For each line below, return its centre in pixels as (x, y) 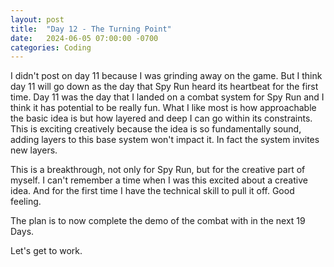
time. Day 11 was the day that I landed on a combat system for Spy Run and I (167, 97)
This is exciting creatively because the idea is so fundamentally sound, (156, 129)
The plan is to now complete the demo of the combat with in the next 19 (158, 221)
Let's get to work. (46, 251)
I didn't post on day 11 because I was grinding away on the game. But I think (166, 76)
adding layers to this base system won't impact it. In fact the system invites (165, 140)
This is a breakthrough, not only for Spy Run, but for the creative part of (158, 170)
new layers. (34, 150)
